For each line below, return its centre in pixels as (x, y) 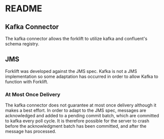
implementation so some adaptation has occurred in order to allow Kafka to (82, 76)
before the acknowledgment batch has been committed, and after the (76, 126)
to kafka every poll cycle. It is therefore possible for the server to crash (77, 121)
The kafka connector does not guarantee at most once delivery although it (81, 105)
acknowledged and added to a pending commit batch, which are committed (82, 116)
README (24, 9)
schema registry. (22, 44)
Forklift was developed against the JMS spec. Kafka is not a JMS (71, 71)
